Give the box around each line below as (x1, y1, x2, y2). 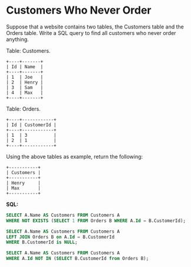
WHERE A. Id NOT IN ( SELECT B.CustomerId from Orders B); (6, 256, 149, 262)
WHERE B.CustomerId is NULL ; (6, 239, 78, 246)
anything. (6, 36, 29, 43)
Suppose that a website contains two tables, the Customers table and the (6, 23, 185, 30)
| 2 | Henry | (6, 79, 44, 85)
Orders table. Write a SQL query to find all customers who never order (6, 29, 176, 36)
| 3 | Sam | (6, 84, 44, 91)
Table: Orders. (6, 105, 41, 112)
